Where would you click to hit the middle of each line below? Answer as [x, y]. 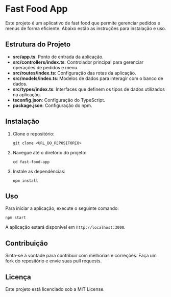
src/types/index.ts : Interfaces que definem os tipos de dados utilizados [89, 89]
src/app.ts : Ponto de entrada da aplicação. [58, 57]
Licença [18, 277]
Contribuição [27, 243]
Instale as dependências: [39, 171]
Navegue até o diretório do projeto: [50, 152]
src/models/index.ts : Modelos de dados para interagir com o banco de [88, 78]
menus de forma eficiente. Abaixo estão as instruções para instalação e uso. [86, 28]
